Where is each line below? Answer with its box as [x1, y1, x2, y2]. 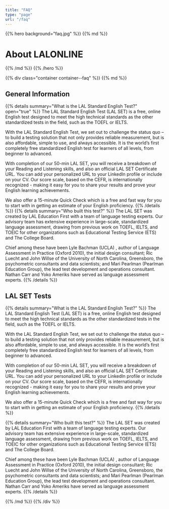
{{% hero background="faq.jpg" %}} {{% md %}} [5, 31, 108, 37]
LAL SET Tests [5, 292, 51, 300]
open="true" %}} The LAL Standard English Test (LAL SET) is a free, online [5, 108, 161, 114]
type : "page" [5, 12, 33, 17]
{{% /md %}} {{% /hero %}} [5, 65, 64, 71]
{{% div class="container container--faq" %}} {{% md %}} [5, 75, 127, 81]
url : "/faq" [5, 17, 30, 22]
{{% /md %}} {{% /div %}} [5, 498, 61, 504]
